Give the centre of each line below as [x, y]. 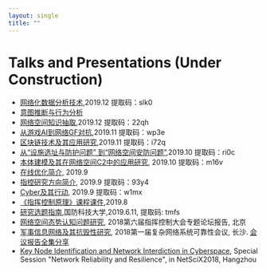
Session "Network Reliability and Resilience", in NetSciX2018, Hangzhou [138, 259]
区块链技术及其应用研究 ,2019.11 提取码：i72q [92, 142]
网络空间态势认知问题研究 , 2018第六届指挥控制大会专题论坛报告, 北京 [133, 222]
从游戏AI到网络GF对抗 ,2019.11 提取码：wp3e [92, 132]
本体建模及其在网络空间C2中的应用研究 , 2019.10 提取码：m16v [121, 162]
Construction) [56, 79]
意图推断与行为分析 [51, 112]
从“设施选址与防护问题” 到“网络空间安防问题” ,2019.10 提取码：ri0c [127, 152]
